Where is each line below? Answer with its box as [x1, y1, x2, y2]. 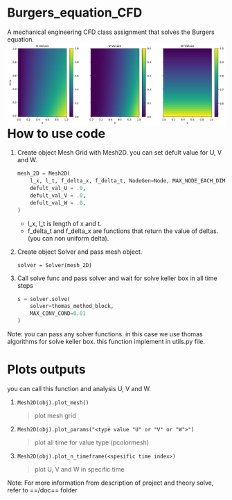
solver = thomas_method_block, [30, 303, 114, 310]
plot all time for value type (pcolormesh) [34, 438, 150, 447]
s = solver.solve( [17, 295, 71, 302]
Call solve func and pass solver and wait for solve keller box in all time [17, 274, 218, 282]
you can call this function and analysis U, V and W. [7, 385, 151, 393]
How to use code [7, 126, 106, 141]
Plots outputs [7, 362, 86, 377]
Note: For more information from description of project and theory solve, [7, 479, 214, 487]
